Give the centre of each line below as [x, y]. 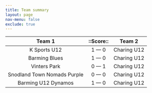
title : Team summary [27, 10]
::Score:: [98, 41]
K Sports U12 [46, 50]
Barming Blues [46, 58]
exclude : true [20, 24]
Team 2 [129, 41]
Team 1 [46, 41]
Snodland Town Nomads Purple [46, 75]
